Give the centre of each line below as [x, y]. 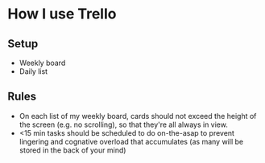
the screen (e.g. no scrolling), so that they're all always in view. [124, 124]
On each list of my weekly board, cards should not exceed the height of [138, 116]
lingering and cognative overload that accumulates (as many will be [131, 141]
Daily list [33, 71]
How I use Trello [62, 14]
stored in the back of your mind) [72, 150]
